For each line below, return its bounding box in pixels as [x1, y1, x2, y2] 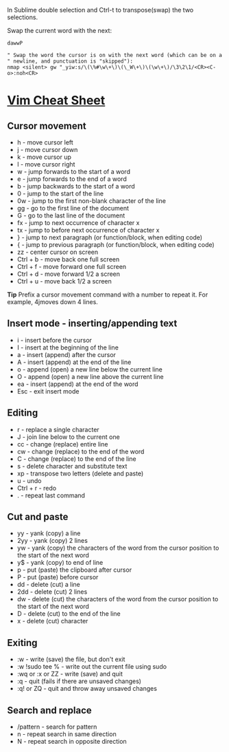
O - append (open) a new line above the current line [16, 372, 164, 380]
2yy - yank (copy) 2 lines [16, 537, 88, 545]
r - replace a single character [16, 425, 99, 433]
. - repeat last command [16, 491, 86, 499]
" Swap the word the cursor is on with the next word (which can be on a [7, 52, 223, 58]
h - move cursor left [16, 138, 73, 147]
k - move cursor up [16, 153, 72, 161]
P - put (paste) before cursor [16, 573, 99, 581]
